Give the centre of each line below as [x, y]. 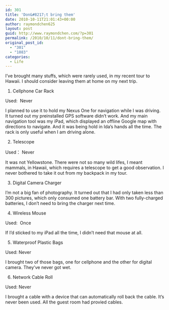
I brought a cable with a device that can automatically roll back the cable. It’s [85, 297]
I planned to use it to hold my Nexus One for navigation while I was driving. [83, 111]
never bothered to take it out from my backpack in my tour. [66, 173]
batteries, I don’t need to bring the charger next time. [60, 203]
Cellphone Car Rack [33, 91]
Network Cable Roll [33, 277]
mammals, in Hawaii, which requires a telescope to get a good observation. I [84, 168]
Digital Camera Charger [37, 183]
